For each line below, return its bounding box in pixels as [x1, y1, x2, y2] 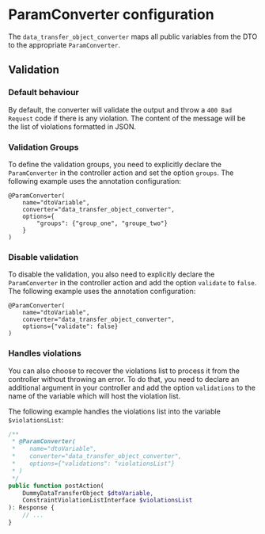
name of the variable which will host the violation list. [8, 391, 181, 401]
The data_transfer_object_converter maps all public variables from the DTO [8, 32, 258, 41]
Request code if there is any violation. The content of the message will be [8, 113, 246, 123]
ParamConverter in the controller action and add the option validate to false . [8, 278, 257, 288]
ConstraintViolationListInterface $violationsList [22, 497, 193, 505]
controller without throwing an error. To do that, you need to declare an [8, 374, 240, 383]
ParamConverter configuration [8, 6, 215, 24]
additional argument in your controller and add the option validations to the [8, 383, 256, 392]
